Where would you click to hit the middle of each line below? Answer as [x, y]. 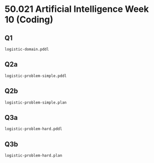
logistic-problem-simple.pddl [36, 76]
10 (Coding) [29, 20]
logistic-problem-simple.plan [36, 103]
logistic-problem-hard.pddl [34, 129]
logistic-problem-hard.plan [34, 156]
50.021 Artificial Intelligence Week [77, 9]
